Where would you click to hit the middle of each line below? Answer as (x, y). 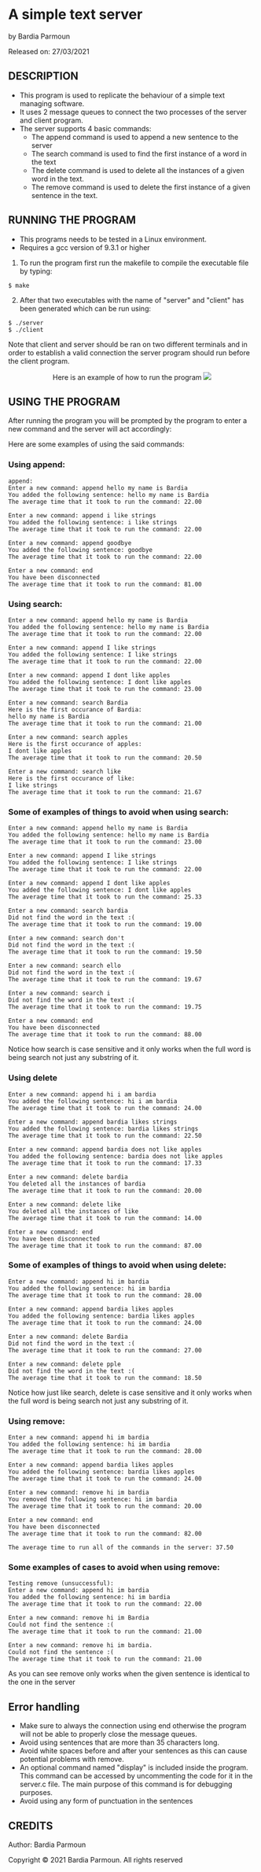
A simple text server (75, 15)
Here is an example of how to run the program (127, 377)
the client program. (39, 361)
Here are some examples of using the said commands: (96, 444)
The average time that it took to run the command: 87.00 (105, 1245)
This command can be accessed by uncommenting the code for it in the (136, 1776)
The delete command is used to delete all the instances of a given (138, 170)
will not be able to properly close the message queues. (108, 1734)
